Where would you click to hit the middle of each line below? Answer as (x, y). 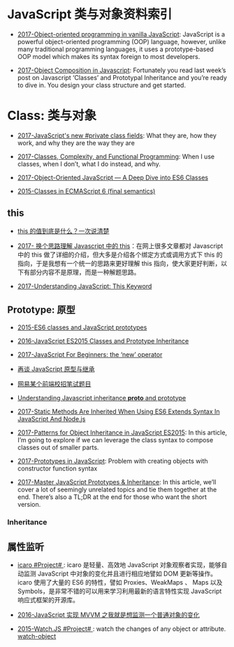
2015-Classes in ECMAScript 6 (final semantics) (86, 191)
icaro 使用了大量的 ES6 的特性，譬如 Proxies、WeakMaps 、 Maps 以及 (120, 583)
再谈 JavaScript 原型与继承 (56, 369)
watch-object (37, 636)
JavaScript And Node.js (51, 418)
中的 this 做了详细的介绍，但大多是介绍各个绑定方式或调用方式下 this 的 (120, 254)
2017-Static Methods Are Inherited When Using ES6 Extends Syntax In (118, 411)
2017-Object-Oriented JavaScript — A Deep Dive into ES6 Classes (112, 177)
